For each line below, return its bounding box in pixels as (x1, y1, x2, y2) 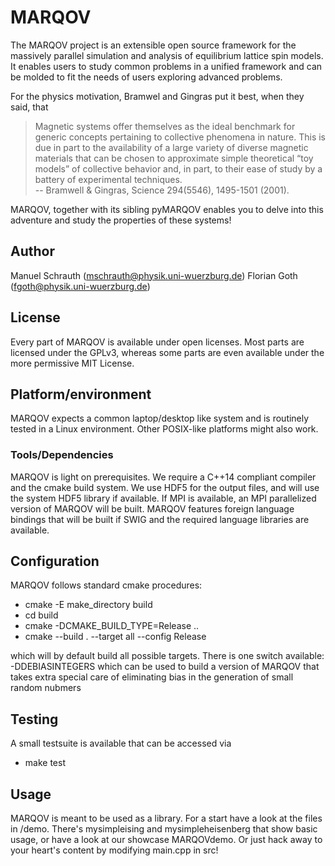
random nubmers (10, 682, 82, 694)
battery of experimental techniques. (34, 173, 183, 185)
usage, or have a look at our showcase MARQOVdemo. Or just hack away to (10, 834, 323, 846)
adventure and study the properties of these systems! (10, 214, 232, 226)
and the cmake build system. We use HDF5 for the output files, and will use (10, 481, 320, 493)
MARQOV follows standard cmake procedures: (10, 579, 203, 591)
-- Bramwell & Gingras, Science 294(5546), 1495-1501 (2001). (34, 184, 290, 196)
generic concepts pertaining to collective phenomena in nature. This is (34, 131, 326, 143)
